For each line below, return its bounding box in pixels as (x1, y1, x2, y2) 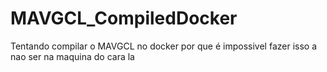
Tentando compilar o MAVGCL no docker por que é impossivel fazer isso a (10, 40, 318, 52)
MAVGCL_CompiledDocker (10, 7, 238, 30)
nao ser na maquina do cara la (10, 50, 135, 62)
